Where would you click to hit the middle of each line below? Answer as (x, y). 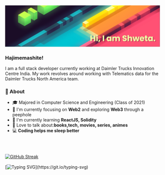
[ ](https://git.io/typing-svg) (47, 167)
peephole (22, 115)
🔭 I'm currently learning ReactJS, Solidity (54, 120)
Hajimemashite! (24, 58)
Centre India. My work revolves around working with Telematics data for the (82, 74)
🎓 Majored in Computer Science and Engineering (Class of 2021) (79, 102)
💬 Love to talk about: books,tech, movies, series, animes (70, 125)
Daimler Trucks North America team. (42, 79)
